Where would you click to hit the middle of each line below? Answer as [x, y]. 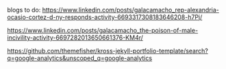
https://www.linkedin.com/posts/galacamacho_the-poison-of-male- [103, 30]
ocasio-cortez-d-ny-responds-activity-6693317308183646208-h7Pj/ [105, 17]
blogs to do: [24, 10]
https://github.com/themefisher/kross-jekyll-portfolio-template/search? [108, 51]
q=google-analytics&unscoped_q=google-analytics [80, 58]
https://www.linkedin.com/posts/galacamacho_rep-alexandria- [130, 10]
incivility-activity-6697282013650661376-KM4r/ [75, 38]
